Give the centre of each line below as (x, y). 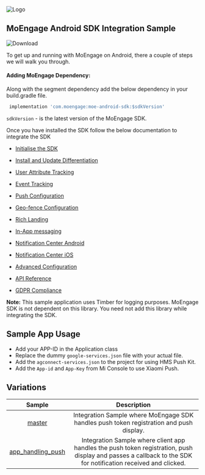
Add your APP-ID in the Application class (66, 349)
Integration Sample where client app (133, 440)
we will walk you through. (38, 62)
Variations (27, 387)
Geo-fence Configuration (47, 207)
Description (133, 404)
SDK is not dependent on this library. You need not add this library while (97, 309)
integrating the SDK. (32, 315)
